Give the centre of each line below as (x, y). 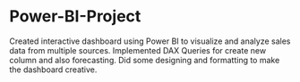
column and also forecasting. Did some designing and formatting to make (145, 60)
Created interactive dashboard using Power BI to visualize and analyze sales (150, 41)
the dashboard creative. (53, 70)
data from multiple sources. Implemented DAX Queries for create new (138, 50)
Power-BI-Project (75, 16)
